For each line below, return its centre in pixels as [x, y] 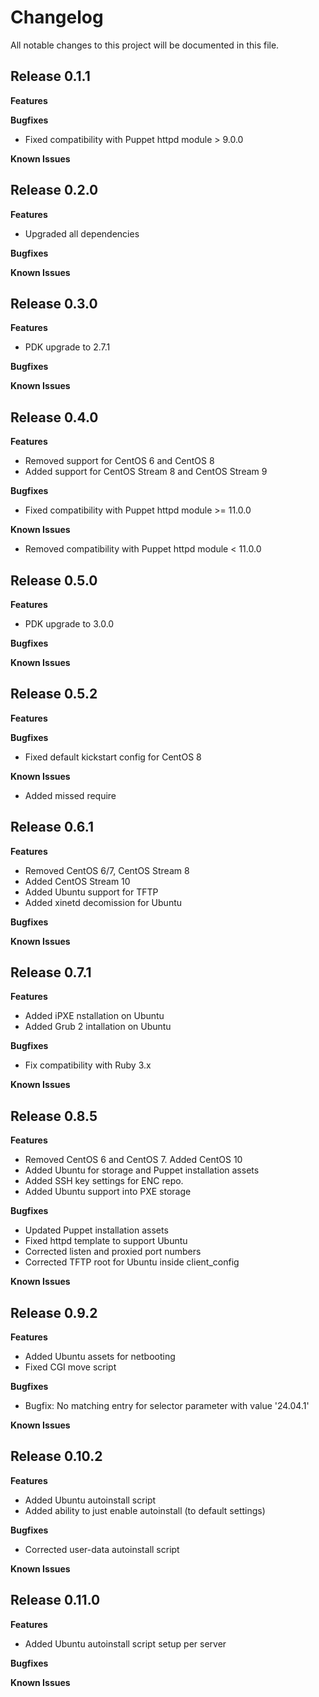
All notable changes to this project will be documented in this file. [145, 45]
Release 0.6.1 [52, 827]
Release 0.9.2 [54, 1312]
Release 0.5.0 [54, 580]
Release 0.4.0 [54, 417]
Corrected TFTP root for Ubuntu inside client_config [132, 1262]
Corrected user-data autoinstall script [102, 1549]
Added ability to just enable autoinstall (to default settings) [145, 1510]
